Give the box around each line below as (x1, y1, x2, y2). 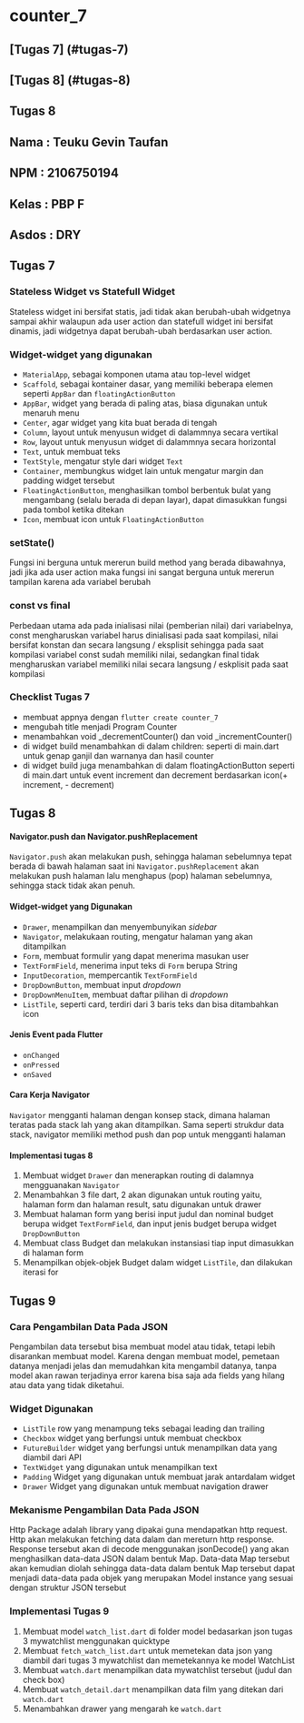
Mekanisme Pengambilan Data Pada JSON (9, 1504, 200, 1516)
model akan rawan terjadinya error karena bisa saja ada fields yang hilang (9, 1370, 286, 1381)
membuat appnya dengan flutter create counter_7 (22, 711, 219, 722)
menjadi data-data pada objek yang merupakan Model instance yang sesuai (9, 1573, 293, 1584)
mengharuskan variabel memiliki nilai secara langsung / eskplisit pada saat (9, 659, 289, 670)
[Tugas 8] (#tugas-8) (9, 72, 132, 87)
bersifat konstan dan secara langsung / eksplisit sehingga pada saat (9, 639, 265, 650)
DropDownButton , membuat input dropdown (22, 979, 181, 990)
